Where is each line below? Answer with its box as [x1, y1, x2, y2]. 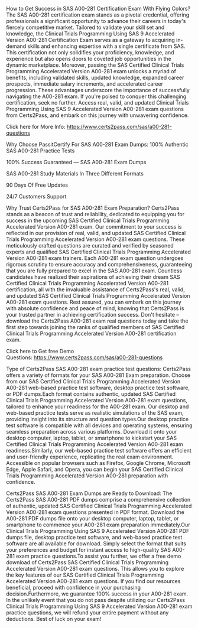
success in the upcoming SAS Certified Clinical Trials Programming [6, 217, 170, 224]
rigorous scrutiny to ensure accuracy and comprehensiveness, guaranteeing [6, 261, 193, 268]
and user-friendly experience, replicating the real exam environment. [6, 453, 174, 460]
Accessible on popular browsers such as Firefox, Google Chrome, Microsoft [6, 460, 191, 466]
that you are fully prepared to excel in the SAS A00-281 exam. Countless [6, 267, 182, 274]
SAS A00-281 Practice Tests [6, 147, 75, 154]
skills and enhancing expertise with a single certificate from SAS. [27, 43, 186, 50]
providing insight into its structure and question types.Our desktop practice [6, 416, 189, 422]
